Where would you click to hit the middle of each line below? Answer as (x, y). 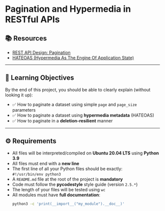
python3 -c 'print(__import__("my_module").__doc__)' (68, 204)
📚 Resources (26, 38)
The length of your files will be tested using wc (59, 189)
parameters (24, 110)
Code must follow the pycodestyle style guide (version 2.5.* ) (75, 184)
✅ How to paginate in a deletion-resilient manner (62, 121)
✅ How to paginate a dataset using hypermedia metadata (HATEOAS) (83, 115)
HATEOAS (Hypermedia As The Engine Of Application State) (73, 58)
